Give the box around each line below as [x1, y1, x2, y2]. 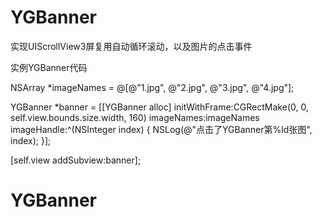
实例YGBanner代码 [10, 61, 88, 73]
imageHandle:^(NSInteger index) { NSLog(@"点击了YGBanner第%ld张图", [10, 123, 313, 135]
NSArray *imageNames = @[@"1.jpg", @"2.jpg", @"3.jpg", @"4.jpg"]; [10, 81, 295, 93]
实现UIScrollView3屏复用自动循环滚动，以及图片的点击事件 [10, 40, 253, 52]
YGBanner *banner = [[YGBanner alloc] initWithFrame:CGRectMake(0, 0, [10, 101, 309, 113]
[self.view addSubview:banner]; [10, 154, 142, 166]
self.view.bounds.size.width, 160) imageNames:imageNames [10, 111, 260, 123]
